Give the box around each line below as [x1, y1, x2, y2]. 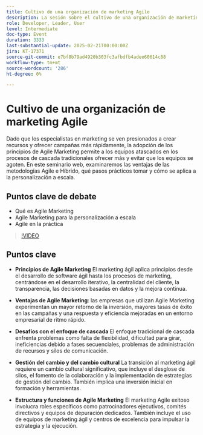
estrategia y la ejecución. [14, 422, 78, 429]
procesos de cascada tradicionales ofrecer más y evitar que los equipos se [6, 154, 193, 162]
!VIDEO [21, 232, 39, 239]
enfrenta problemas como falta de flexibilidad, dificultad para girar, [14, 334, 182, 341]
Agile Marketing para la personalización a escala [14, 214, 136, 221]
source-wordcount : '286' [6, 65, 69, 71]
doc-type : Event [6, 32, 47, 38]
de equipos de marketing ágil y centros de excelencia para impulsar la [14, 416, 190, 423]
